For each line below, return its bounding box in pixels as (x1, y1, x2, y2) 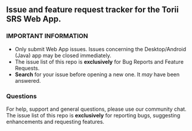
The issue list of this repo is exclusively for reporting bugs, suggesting (6, 111, 181, 118)
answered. (14, 77, 41, 84)
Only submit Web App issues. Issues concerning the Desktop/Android (14, 45, 187, 52)
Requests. (14, 64, 40, 71)
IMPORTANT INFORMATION (6, 32, 88, 40)
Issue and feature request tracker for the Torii (6, 5, 179, 15)
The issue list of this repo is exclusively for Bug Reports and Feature (14, 58, 184, 65)
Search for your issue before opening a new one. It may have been (14, 71, 180, 78)
